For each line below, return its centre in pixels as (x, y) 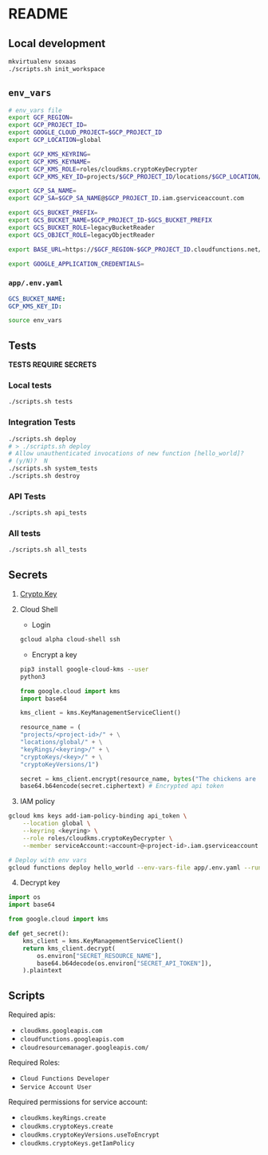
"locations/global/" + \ (61, 743)
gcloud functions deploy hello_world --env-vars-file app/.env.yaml (124, 867)
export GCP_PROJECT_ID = (48, 125)
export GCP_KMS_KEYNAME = (49, 162)
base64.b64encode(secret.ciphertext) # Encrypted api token (122, 786)
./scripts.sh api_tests (48, 513)
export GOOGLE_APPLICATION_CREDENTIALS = (77, 264)
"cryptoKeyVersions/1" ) (59, 764)
